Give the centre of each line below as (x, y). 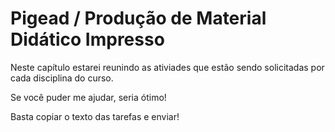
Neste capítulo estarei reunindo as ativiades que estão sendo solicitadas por (167, 67)
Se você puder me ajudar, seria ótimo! (88, 97)
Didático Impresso (87, 39)
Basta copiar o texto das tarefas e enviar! (95, 116)
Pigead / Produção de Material (138, 18)
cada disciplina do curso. (62, 78)
